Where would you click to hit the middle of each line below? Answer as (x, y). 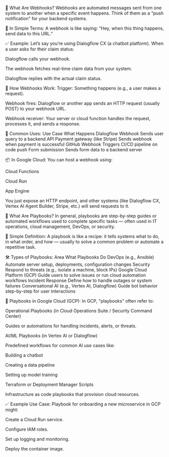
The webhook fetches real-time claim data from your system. (69, 69)
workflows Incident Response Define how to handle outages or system (79, 280)
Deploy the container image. (35, 449)
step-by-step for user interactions (40, 291)
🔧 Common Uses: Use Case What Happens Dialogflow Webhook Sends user (84, 133)
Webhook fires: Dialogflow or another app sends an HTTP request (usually (82, 103)
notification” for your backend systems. (46, 18)
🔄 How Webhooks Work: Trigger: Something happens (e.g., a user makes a (83, 88)
